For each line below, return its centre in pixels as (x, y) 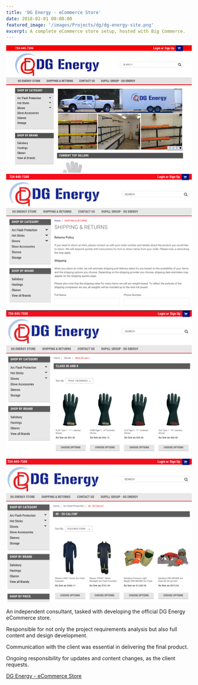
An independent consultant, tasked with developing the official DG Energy (96, 612)
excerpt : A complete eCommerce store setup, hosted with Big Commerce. (96, 31)
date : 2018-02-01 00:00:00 (39, 19)
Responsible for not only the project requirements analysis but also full (92, 629)
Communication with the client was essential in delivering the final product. (97, 647)
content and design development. (47, 635)
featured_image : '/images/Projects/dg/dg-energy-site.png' (80, 25)
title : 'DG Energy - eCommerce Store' (54, 12)
